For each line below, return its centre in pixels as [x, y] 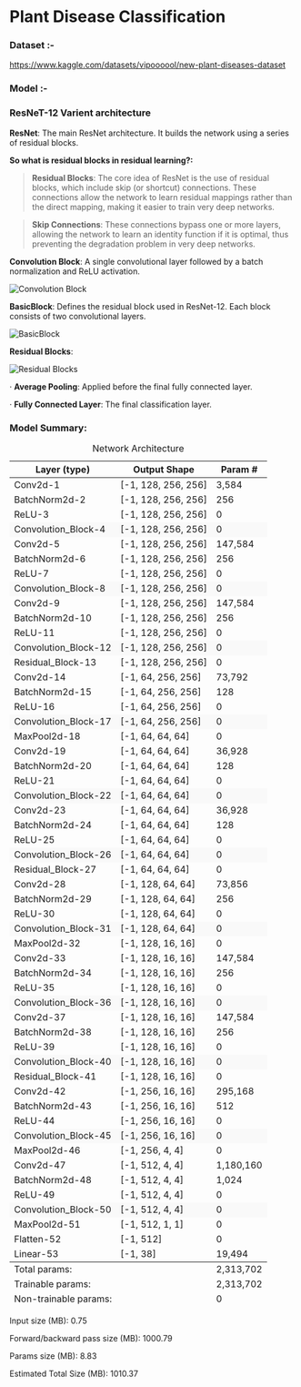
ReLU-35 [35, 987]
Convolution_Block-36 [63, 1002]
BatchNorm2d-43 [53, 1106]
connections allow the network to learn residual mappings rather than [162, 197]
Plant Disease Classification [117, 17]
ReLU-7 [32, 573]
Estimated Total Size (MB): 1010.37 [74, 1373]
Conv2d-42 [40, 1091]
